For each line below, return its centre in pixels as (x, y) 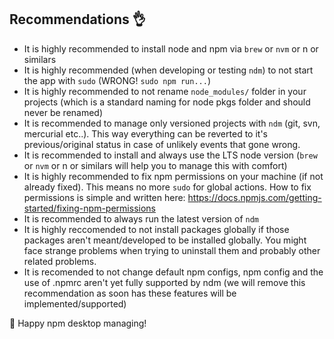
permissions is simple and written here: (104, 197)
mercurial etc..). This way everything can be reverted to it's (145, 133)
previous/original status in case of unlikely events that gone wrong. (162, 144)
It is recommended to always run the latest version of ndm (141, 218)
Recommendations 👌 (77, 19)
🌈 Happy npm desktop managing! (78, 323)
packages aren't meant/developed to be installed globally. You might (165, 240)
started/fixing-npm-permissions (89, 208)
